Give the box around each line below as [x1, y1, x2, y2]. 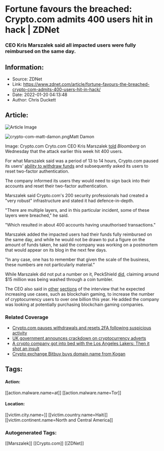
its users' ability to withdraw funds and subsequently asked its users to [5, 163, 148, 169]
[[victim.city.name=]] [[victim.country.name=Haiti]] [5, 412, 108, 418]
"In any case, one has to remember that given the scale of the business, [5, 256, 150, 262]
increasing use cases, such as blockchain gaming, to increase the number [5, 291, 155, 297]
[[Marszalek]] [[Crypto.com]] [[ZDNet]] [5, 440, 84, 447]
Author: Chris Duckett [12, 97, 56, 102]
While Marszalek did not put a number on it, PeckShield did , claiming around [5, 271, 159, 277]
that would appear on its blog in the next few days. [5, 247, 107, 253]
